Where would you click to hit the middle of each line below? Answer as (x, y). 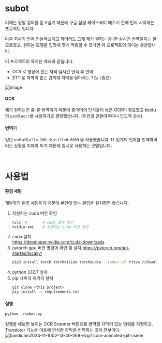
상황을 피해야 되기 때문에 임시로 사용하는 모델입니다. (63, 146)
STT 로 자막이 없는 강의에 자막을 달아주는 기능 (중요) (61, 78)
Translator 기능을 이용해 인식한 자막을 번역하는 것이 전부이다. (63, 330)
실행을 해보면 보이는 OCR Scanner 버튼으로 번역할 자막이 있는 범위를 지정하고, (79, 324)
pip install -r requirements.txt (46, 292)
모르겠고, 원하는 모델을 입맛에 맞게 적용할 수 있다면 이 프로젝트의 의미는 (72, 45)
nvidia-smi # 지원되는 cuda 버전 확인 (50, 227)
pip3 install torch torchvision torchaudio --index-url (69, 262)
